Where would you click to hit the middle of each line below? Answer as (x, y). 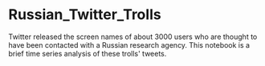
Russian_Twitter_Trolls (85, 15)
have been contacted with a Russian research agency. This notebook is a (129, 45)
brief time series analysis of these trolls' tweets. (88, 53)
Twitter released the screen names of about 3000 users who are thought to (133, 37)
